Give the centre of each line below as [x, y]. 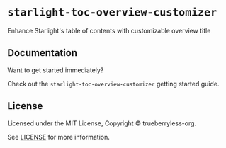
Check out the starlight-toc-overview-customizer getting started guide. [113, 84]
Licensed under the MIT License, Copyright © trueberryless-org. [102, 123]
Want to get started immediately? [56, 70]
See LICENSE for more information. [58, 137]
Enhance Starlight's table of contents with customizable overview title [109, 30]
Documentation [43, 53]
